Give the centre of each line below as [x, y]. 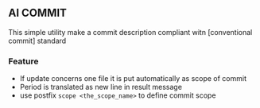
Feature [23, 61]
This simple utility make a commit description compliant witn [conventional [130, 32]
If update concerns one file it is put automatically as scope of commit [133, 79]
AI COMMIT [38, 13]
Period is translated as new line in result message [101, 87]
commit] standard [37, 40]
